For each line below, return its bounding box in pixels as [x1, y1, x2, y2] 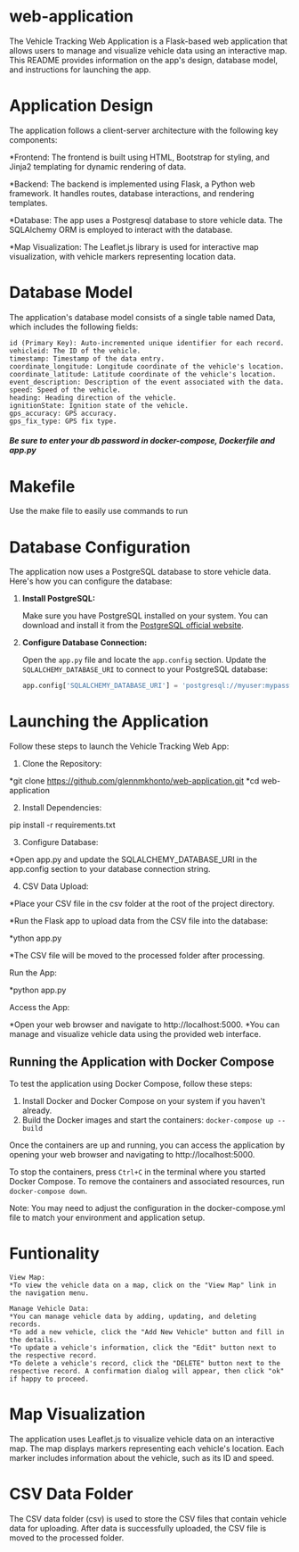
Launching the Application [9, 711, 209, 732]
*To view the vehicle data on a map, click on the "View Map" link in [9, 1281, 277, 1290]
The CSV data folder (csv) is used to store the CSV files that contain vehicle [9, 1513, 287, 1523]
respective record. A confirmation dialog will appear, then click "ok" [9, 1366, 285, 1375]
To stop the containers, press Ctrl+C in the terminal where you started [9, 1166, 266, 1177]
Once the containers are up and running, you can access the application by [9, 1140, 285, 1150]
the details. [9, 1335, 58, 1344]
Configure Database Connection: [21, 637, 148, 648]
